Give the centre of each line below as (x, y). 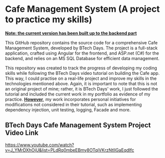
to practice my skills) (49, 19)
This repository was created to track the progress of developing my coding (81, 68)
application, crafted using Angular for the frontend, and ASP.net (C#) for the (82, 53)
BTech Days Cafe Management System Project (78, 125)
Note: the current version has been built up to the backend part (71, 33)
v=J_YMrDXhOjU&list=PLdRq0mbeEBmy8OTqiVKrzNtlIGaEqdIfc (70, 150)
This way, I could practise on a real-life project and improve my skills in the (81, 78)
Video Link (22, 133)
